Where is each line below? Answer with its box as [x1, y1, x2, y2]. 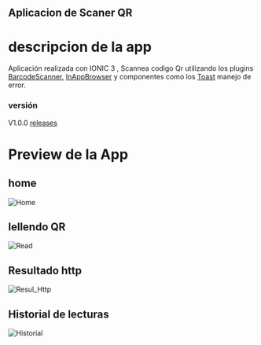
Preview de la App [8, 145, 128, 163]
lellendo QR [8, 220, 66, 234]
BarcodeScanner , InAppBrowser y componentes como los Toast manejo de [8, 72, 252, 82]
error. [8, 80, 26, 90]
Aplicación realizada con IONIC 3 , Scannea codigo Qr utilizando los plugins [8, 64, 254, 73]
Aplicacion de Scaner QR [8, 6, 133, 20]
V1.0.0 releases [8, 118, 57, 127]
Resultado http [8, 263, 83, 277]
